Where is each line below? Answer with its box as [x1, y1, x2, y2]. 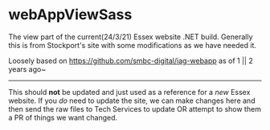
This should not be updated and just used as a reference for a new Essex [8, 87, 251, 97]
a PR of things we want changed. [8, 112, 118, 122]
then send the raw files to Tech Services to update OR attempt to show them [8, 104, 261, 113]
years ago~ [8, 64, 47, 73]
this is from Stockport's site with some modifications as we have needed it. [8, 40, 257, 49]
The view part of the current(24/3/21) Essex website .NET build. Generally [8, 32, 253, 41]
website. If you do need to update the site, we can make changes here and [8, 96, 256, 105]
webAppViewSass [8, 6, 133, 24]
